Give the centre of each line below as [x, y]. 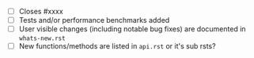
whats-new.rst [42, 38]
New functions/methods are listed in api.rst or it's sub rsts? [117, 46]
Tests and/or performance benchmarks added [94, 20]
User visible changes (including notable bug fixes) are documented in [132, 29]
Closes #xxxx [41, 11]
